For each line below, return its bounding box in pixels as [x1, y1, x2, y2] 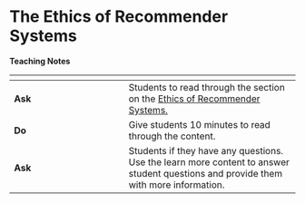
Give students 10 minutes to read [128, 118, 271, 130]
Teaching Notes [9, 55, 71, 66]
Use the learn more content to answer [128, 156, 290, 169]
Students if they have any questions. [128, 144, 284, 157]
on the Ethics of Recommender [128, 92, 261, 105]
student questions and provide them [128, 167, 283, 179]
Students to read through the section [128, 81, 286, 93]
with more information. [128, 179, 225, 191]
